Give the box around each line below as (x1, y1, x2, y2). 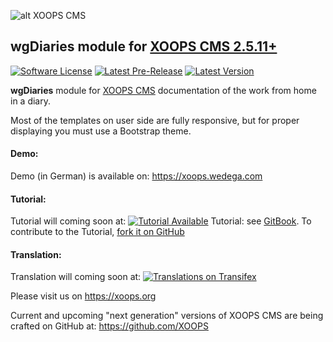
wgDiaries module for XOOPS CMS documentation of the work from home (10, 84, 317, 96)
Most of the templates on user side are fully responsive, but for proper (10, 114, 300, 126)
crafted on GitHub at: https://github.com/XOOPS (10, 320, 209, 332)
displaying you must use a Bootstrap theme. (10, 125, 192, 137)
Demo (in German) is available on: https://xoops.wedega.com (10, 170, 263, 182)
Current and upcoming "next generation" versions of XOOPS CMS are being (10, 310, 324, 322)
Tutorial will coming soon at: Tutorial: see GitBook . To (10, 215, 312, 227)
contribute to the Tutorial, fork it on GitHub (10, 226, 185, 238)
